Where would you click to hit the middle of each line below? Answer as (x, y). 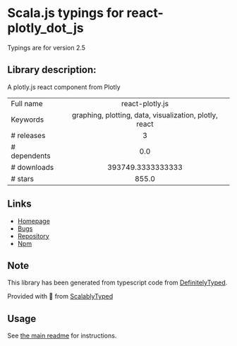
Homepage (34, 221)
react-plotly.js (145, 103)
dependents (31, 156)
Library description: (52, 70)
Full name (27, 103)
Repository (33, 236)
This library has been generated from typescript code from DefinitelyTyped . (117, 283)
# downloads (32, 167)
